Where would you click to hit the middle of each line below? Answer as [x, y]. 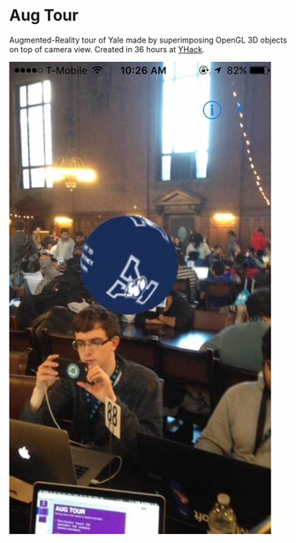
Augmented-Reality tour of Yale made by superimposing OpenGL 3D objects [148, 40]
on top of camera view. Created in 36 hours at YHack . [107, 49]
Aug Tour [44, 16]
